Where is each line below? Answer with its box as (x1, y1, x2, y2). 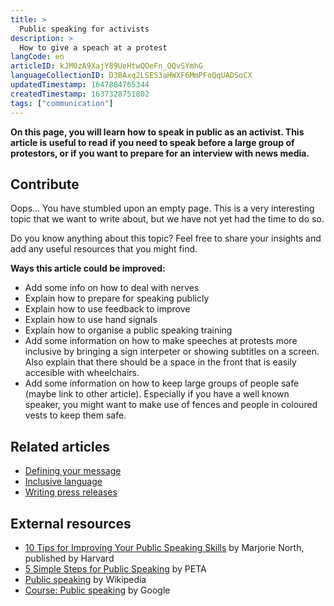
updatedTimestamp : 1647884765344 (10, 80, 150, 90)
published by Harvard (24, 552, 115, 564)
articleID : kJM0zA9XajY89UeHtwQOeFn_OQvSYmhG (10, 61, 203, 71)
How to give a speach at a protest (19, 42, 168, 53)
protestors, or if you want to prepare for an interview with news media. (10, 147, 310, 159)
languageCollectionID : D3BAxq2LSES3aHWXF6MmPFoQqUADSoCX (10, 71, 253, 81)
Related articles (10, 438, 110, 455)
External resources (10, 515, 132, 532)
